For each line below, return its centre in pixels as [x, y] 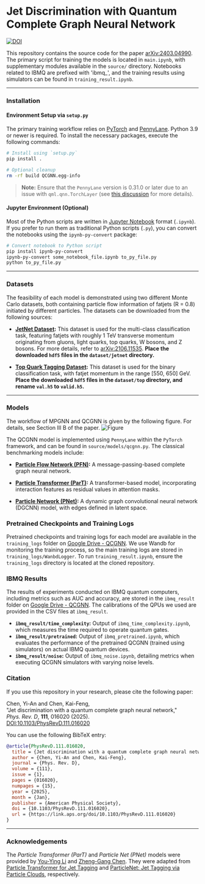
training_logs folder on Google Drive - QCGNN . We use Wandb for [91, 544]
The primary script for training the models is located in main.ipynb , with [96, 59]
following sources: [30, 317]
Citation [18, 678]
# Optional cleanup [31, 170]
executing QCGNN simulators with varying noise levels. [85, 662]
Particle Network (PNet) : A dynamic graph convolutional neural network [106, 501]
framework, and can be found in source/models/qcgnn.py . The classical [95, 446]
